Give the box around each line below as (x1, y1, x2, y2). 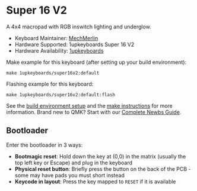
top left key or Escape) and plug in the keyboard (14, 159, 132, 166)
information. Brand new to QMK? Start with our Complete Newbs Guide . (6, 108, 182, 115)
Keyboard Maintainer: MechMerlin (14, 34, 99, 41)
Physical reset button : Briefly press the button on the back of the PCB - (14, 165, 191, 172)
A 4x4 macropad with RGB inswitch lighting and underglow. (6, 23, 151, 30)
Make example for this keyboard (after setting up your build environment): (6, 59, 187, 66)
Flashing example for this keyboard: (6, 80, 94, 88)
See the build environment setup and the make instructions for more (6, 102, 173, 109)
